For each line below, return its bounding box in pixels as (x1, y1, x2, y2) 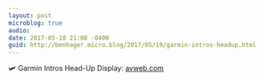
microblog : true (8, 19, 63, 27)
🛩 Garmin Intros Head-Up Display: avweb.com (8, 64, 164, 73)
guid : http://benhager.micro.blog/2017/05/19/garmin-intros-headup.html (8, 41, 257, 49)
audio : (8, 26, 30, 34)
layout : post (8, 11, 52, 20)
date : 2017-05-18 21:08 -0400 (8, 33, 110, 42)
